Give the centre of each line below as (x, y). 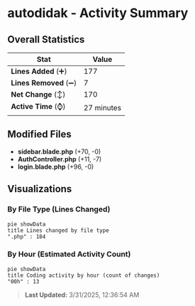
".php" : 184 (27, 236)
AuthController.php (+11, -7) (60, 159)
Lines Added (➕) (39, 71)
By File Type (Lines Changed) (59, 209)
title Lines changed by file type (58, 230)
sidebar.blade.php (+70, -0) (59, 152)
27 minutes (102, 107)
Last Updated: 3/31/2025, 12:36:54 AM (82, 295)
